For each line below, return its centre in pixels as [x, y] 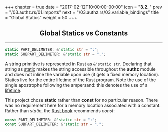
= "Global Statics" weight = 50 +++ [41, 18]
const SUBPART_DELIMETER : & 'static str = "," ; [54, 124]
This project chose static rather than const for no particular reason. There [82, 100]
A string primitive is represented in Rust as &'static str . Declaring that [78, 64]
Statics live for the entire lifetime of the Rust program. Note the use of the [81, 80]
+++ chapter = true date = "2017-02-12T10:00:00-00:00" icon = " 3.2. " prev [84, 7]
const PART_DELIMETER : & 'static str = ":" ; [51, 120]
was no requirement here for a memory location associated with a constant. [83, 105]
